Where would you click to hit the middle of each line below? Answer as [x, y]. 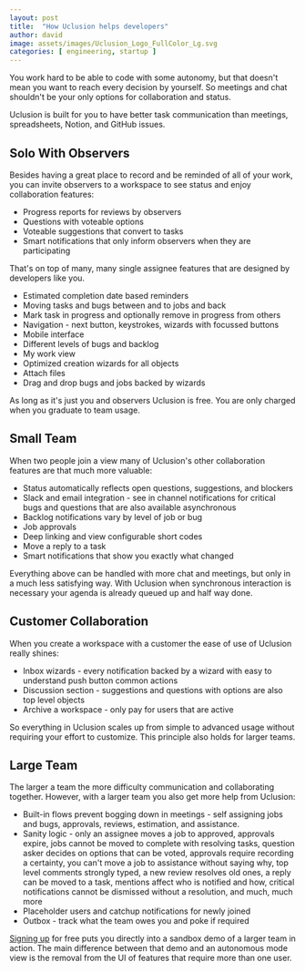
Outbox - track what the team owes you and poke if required [136, 921]
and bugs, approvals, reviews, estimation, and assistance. [131, 824]
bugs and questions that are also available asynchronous [129, 507]
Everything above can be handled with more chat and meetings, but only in [150, 573]
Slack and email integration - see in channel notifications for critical [149, 497]
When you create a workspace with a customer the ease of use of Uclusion [151, 643]
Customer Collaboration [79, 622]
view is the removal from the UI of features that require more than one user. [151, 958]
